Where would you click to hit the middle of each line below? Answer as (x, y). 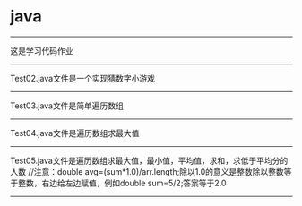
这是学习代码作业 (42, 50)
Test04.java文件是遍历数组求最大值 (75, 133)
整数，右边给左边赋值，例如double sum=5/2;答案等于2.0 (122, 183)
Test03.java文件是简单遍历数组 (67, 106)
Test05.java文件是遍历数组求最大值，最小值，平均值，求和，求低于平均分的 (149, 160)
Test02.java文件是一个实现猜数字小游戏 (83, 78)
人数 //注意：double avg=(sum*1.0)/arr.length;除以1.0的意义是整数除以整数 (147, 171)
